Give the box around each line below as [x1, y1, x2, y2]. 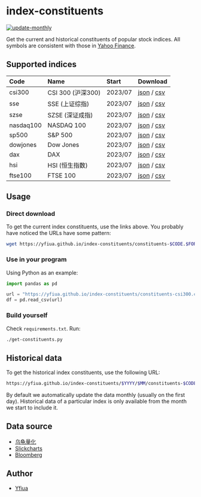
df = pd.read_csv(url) [6, 297, 63, 303]
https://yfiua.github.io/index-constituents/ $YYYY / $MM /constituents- [6, 381, 184, 387]
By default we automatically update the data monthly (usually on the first [6, 391, 185, 399]
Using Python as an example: [6, 269, 78, 276]
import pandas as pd [6, 281, 58, 287]
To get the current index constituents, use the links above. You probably [6, 223, 184, 230]
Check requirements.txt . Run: [6, 325, 81, 332]
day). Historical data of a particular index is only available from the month [6, 397, 187, 405]
